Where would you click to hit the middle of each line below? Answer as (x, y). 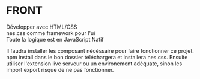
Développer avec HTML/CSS (42, 27)
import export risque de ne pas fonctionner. (60, 69)
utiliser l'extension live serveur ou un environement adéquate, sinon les (94, 64)
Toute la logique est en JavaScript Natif (55, 39)
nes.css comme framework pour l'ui (51, 33)
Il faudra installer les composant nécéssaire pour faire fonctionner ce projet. (100, 50)
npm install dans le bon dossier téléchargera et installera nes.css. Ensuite (97, 57)
